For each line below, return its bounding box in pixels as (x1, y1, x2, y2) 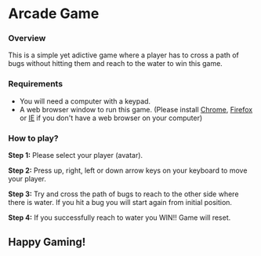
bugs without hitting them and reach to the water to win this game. (8, 59, 223, 68)
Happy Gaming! (8, 236, 86, 249)
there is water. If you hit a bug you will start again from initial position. (8, 198, 233, 207)
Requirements (8, 79, 63, 90)
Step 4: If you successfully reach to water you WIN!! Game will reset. (8, 213, 231, 222)
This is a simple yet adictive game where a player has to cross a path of (8, 50, 239, 60)
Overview (8, 33, 46, 44)
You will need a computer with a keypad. (19, 96, 151, 106)
